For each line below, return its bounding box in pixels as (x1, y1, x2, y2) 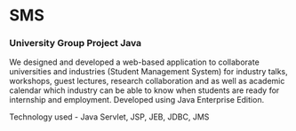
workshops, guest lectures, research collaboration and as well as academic (9, 76, 285, 87)
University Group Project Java (9, 37, 142, 50)
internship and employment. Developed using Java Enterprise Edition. (9, 95, 265, 105)
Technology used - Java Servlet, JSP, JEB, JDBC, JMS (9, 112, 210, 122)
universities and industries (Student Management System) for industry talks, (9, 66, 289, 77)
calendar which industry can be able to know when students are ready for (9, 85, 280, 96)
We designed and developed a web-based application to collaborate (9, 57, 260, 67)
